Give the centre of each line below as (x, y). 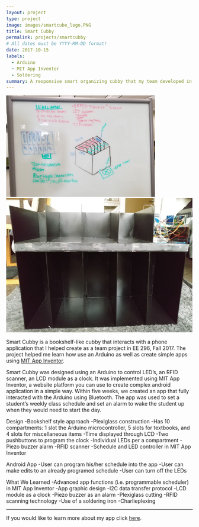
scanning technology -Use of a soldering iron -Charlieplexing (81, 501)
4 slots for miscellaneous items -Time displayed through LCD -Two (87, 434)
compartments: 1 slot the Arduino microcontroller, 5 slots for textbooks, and (98, 428)
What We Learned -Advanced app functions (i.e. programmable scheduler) (98, 482)
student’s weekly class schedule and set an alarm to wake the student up (95, 404)
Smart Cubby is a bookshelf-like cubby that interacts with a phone (87, 342)
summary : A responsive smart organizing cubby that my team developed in (99, 81)
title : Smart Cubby (30, 31)
